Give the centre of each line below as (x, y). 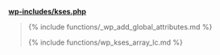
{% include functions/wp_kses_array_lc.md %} (105, 42)
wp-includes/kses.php (48, 12)
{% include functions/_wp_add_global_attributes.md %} (120, 27)
